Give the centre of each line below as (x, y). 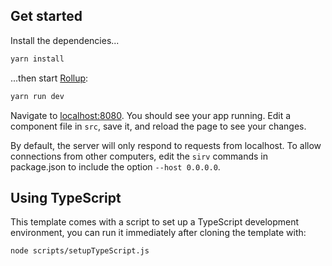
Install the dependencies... (65, 40)
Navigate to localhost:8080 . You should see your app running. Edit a (151, 115)
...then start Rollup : (49, 78)
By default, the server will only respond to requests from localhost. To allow (166, 145)
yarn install (37, 59)
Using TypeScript (66, 197)
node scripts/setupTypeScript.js (80, 251)
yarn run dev (37, 96)
